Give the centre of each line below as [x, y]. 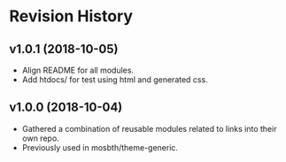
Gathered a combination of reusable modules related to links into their [149, 128]
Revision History [71, 16]
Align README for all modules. [78, 70]
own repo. [40, 138]
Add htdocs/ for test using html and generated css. [115, 80]
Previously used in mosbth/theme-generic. [100, 147]
